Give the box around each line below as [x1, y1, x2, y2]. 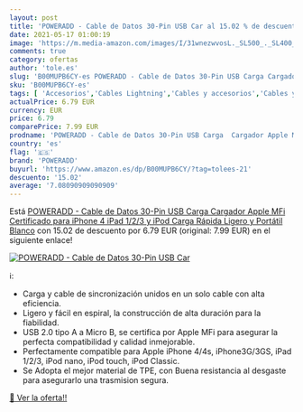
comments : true [9, 47, 67, 56]
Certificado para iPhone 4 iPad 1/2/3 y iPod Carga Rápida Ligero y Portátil [9, 216, 283, 227]
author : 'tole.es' [9, 64, 78, 73]
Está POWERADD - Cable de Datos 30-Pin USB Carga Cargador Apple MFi [9, 206, 286, 217]
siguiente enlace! [9, 235, 73, 246]
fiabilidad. [22, 317, 60, 328]
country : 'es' [9, 139, 63, 148]
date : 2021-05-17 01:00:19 [9, 30, 111, 39]
